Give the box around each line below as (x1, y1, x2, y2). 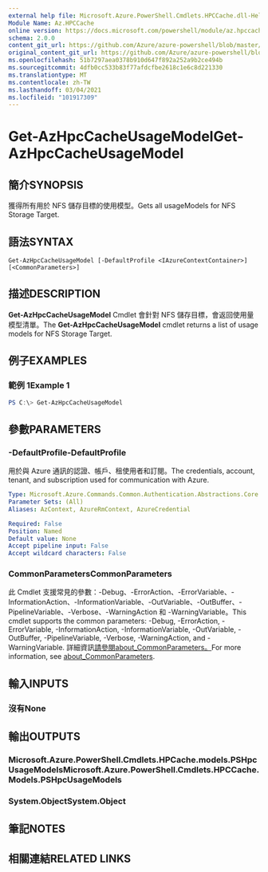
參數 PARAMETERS (8, 422, 101, 436)
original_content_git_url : (8, 49, 98, 57)
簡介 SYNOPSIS (8, 178, 84, 191)
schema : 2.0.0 (8, 34, 56, 42)
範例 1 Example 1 (8, 380, 70, 391)
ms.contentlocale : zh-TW (8, 78, 91, 86)
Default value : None (8, 535, 77, 543)
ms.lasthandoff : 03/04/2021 (8, 85, 102, 94)
